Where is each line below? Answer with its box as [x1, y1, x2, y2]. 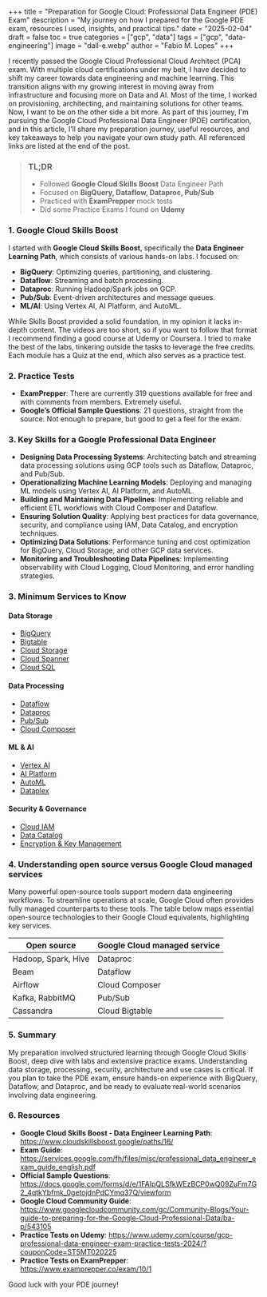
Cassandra [12, 1005, 53, 1016]
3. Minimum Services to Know [8, 591, 127, 602]
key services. [8, 921, 52, 931]
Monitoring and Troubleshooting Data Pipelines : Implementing [19, 554, 229, 564]
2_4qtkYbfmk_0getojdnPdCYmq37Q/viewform [19, 1187, 171, 1197]
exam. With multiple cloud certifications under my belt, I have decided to [8, 65, 247, 74]
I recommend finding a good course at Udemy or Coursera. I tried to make [8, 333, 252, 343]
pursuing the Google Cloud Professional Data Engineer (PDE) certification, [8, 116, 252, 125]
